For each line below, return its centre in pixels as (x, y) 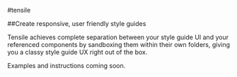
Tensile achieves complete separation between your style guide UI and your (118, 37)
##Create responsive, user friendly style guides (77, 23)
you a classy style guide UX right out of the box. (77, 52)
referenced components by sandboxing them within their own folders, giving (119, 44)
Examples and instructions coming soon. (67, 65)
